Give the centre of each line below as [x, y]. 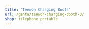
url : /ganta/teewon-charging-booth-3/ [44, 14]
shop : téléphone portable [31, 19]
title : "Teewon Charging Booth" [38, 10]
